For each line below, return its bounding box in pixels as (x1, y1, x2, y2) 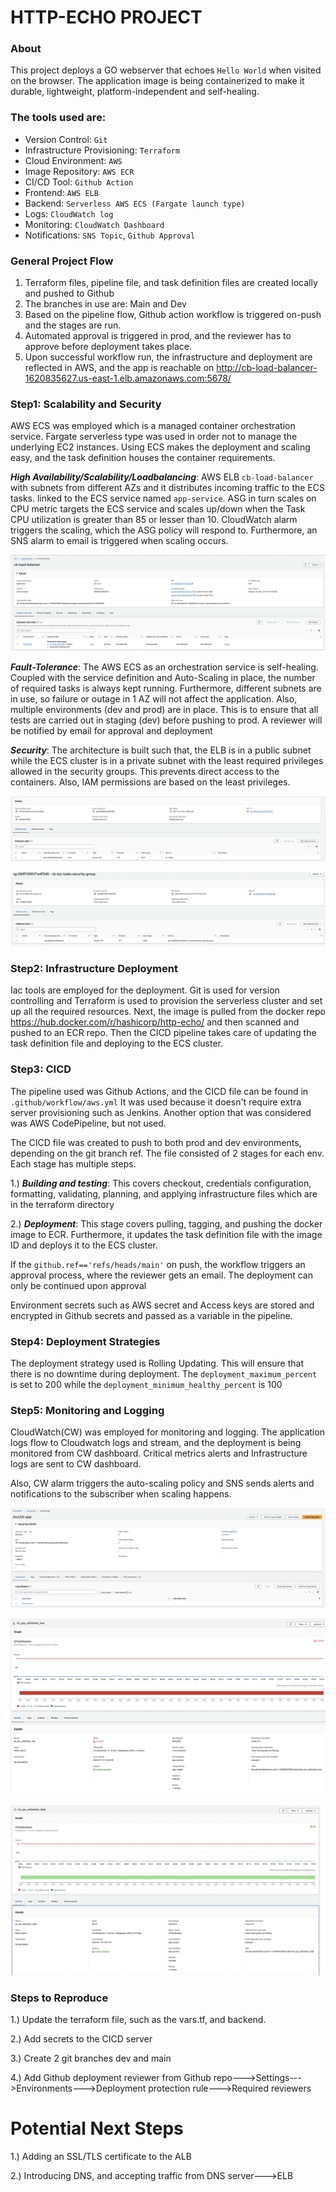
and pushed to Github (24, 287, 115, 300)
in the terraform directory (10, 1198, 115, 1210)
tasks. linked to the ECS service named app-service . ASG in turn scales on (10, 492, 317, 505)
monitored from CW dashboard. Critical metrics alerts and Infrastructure (10, 1447, 308, 1460)
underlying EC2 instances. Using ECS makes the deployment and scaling (10, 441, 311, 453)
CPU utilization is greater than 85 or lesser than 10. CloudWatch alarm (10, 514, 298, 526)
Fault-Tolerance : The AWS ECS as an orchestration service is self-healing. (10, 661, 319, 673)
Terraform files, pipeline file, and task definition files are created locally (24, 277, 318, 289)
